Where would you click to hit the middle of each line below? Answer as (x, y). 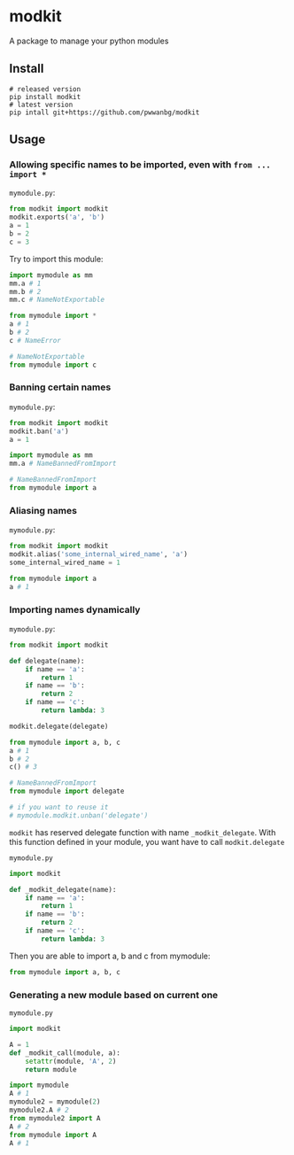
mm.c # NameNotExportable (57, 300)
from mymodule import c (53, 365)
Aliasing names (43, 510)
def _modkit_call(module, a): (65, 1053)
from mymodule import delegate (67, 791)
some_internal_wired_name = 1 (65, 563)
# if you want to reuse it (59, 808)
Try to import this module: (56, 259)
